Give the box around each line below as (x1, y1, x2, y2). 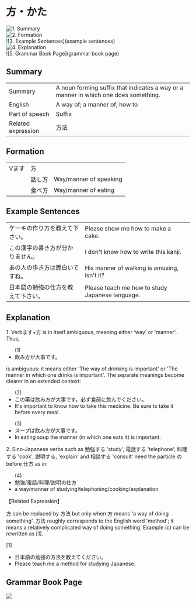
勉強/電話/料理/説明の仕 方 (14, 479, 77, 486)
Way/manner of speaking (54, 175, 123, 183)
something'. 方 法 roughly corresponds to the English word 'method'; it (6, 517, 174, 524)
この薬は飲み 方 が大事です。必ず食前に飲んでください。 (14, 396, 147, 403)
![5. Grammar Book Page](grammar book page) (6, 50, 120, 57)
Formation (6, 147, 44, 157)
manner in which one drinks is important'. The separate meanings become (6, 372, 185, 379)
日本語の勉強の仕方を (9, 283, 68, 291)
